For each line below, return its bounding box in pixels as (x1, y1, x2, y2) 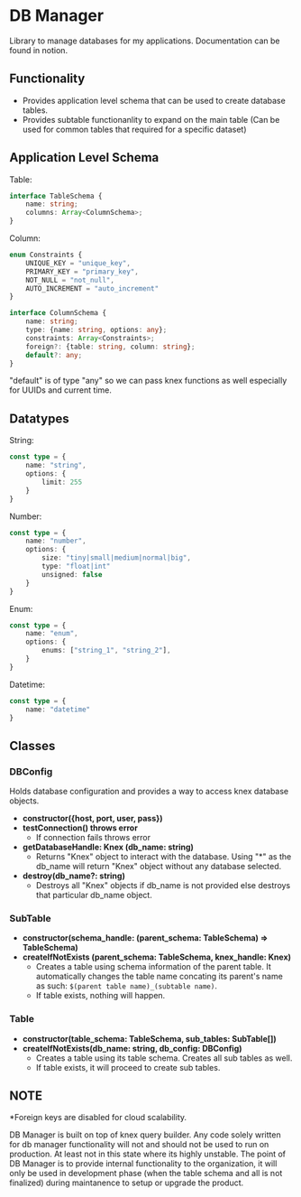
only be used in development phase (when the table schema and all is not (9, 1168, 283, 1179)
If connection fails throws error (35, 832, 151, 843)
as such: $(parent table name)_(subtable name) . (35, 980, 218, 991)
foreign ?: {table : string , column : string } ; (25, 342, 196, 351)
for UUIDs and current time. (9, 385, 113, 395)
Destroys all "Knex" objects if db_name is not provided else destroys (35, 880, 291, 891)
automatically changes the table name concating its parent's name (35, 971, 284, 982)
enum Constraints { (9, 250, 83, 260)
